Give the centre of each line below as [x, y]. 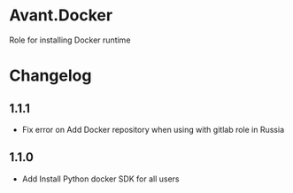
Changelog [50, 76]
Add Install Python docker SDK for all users [100, 179]
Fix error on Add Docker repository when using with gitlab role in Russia [153, 129]
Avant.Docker [61, 15]
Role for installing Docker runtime [70, 40]
